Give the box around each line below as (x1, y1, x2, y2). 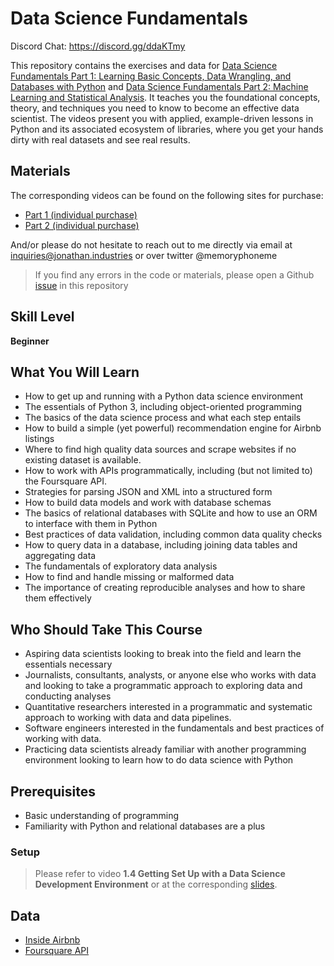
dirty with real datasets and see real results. (10, 133, 191, 146)
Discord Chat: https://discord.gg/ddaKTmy (10, 40, 186, 52)
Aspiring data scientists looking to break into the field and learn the (24, 648, 302, 660)
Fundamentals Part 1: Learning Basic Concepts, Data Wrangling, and (10, 70, 292, 82)
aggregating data (24, 550, 97, 562)
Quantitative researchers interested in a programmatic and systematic (24, 701, 313, 713)
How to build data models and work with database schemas (24, 497, 272, 509)
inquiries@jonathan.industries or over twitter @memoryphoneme (10, 249, 278, 261)
